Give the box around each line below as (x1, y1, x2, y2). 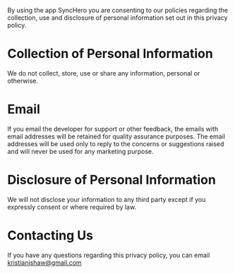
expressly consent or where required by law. (7, 203, 136, 211)
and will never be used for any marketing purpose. (7, 147, 154, 155)
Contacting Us (7, 227, 94, 243)
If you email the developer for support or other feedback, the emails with (7, 124, 219, 133)
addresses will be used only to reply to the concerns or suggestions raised (7, 139, 224, 148)
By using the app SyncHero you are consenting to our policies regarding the (7, 6, 228, 14)
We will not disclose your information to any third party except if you (7, 195, 206, 203)
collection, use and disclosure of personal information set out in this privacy (7, 13, 228, 22)
